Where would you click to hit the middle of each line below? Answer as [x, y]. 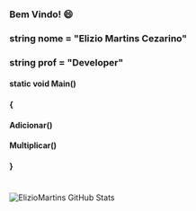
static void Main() [43, 84]
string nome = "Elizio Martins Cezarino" [98, 38]
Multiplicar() [33, 145]
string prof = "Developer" [67, 62]
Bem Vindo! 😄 [41, 14]
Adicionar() [31, 125]
